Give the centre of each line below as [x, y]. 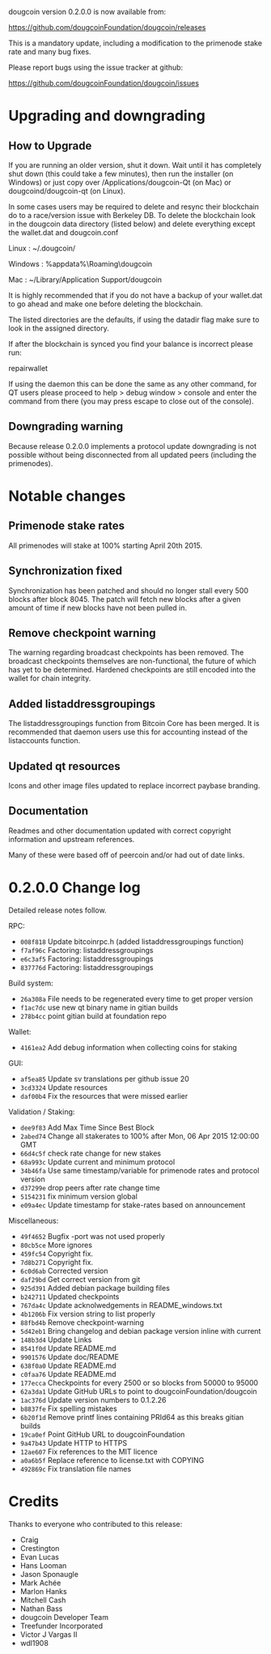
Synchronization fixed [66, 571]
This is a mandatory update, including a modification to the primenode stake [135, 43]
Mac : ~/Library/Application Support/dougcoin [85, 280]
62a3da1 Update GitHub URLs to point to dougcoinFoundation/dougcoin [138, 1391]
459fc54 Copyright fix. [57, 1253]
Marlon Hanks [43, 1591]
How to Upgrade [50, 145]
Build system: [31, 983]
